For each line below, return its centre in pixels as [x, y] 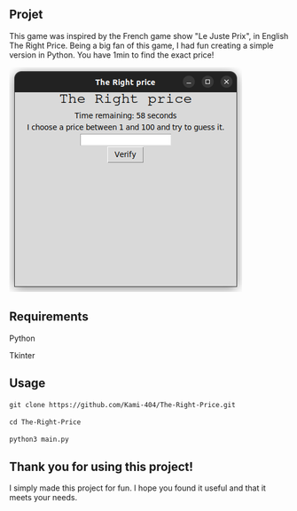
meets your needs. [43, 498]
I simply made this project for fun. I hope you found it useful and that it [137, 488]
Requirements [49, 317]
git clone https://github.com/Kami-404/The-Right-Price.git [123, 405]
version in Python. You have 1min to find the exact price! [112, 55]
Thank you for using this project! [101, 466]
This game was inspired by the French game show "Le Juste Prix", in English [149, 35]
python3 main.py [39, 440]
